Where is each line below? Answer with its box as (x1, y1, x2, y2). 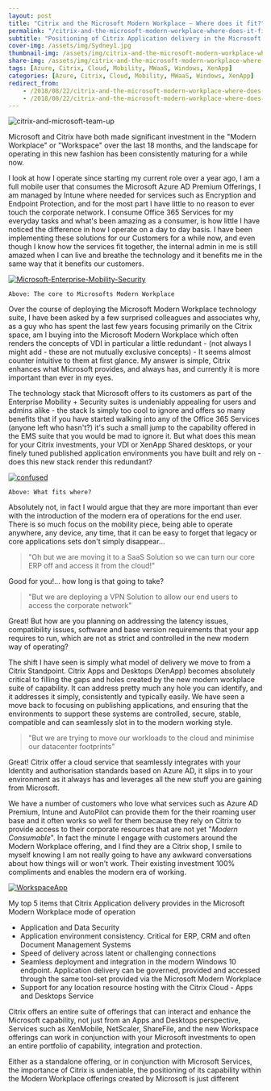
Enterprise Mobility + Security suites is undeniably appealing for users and (8, 397, 256, 407)
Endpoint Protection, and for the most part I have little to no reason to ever (8, 199, 256, 209)
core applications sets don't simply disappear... (8, 537, 165, 547)
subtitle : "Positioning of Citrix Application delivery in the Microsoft (8, 34, 262, 43)
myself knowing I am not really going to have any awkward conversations (8, 850, 252, 860)
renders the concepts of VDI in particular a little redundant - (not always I (8, 339, 252, 348)
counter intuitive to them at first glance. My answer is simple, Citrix (8, 356, 231, 365)
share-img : (8, 57, 45, 65)
